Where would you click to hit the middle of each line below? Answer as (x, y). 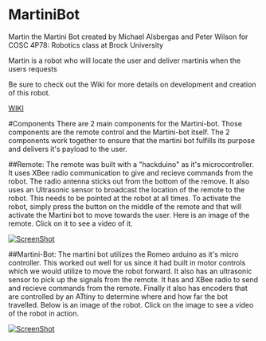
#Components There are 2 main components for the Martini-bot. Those (125, 123)
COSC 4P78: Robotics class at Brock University (86, 45)
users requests (33, 68)
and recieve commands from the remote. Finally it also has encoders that (128, 288)
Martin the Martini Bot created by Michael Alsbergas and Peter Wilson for (128, 37)
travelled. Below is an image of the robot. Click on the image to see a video (131, 304)
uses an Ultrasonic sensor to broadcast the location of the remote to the (127, 189)
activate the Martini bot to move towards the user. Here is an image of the (129, 215)
